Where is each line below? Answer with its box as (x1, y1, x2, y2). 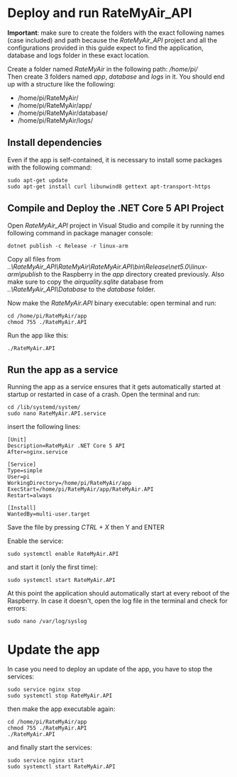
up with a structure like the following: (7, 79, 116, 88)
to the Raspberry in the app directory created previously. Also (43, 269, 225, 278)
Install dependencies (7, 137, 102, 149)
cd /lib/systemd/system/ (7, 404, 81, 411)
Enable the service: (7, 537, 64, 545)
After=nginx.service (7, 449, 69, 456)
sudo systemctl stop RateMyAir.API (7, 693, 113, 700)
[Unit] (7, 436, 27, 444)
